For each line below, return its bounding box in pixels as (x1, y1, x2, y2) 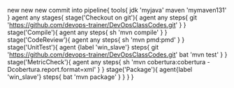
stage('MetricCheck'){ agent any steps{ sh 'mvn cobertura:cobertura (7, 58, 206, 66)
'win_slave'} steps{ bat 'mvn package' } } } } (7, 73, 134, 81)
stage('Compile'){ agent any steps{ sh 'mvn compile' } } (7, 28, 168, 36)
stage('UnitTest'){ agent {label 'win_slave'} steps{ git (7, 43, 159, 51)
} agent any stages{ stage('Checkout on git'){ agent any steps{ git (7, 13, 198, 22)
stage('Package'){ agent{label (105, 66, 193, 73)
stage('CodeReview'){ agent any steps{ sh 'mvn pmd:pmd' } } (7, 36, 185, 44)
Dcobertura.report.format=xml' (7, 66, 96, 73)
